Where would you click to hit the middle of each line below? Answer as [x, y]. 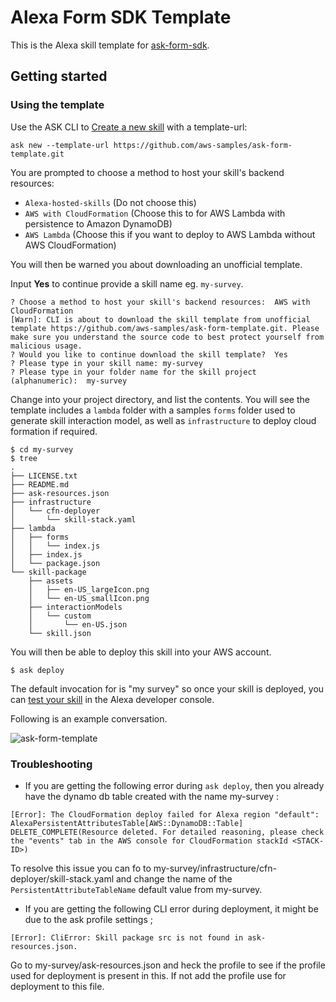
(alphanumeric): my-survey [69, 381]
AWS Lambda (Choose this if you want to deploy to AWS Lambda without [170, 234]
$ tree [24, 458]
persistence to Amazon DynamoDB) [98, 223]
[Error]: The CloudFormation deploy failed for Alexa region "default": [165, 814]
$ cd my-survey [42, 449]
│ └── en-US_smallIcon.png [89, 598]
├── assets [51, 581]
